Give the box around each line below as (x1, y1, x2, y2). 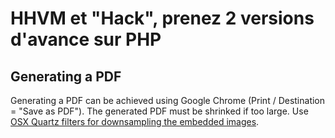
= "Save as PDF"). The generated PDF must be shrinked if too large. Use (10, 105, 309, 117)
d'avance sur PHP (10, 28, 162, 51)
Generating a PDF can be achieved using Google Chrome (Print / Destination (10, 95, 326, 106)
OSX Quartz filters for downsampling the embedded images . (10, 116, 260, 127)
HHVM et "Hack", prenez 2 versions (10, 7, 315, 30)
